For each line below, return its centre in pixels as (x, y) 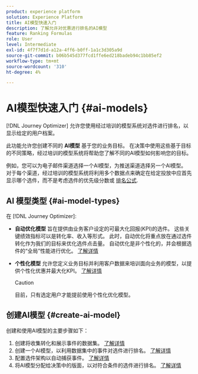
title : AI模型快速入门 (31, 22)
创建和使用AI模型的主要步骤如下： (47, 330)
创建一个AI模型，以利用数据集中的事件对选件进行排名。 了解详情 (93, 350)
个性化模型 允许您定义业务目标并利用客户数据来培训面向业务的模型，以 (100, 263)
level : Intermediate (32, 45)
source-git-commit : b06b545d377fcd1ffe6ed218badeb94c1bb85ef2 (84, 56)
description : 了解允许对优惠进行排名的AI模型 (57, 28)
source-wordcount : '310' (37, 66)
